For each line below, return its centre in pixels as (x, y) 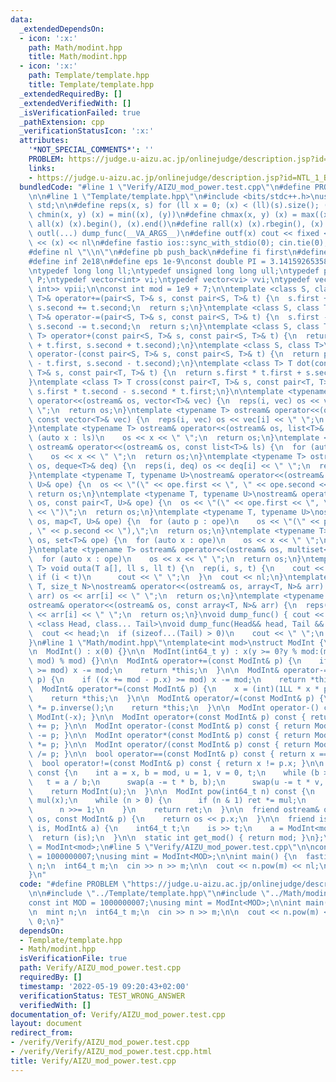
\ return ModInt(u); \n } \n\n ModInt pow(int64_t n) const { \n (171, 791)
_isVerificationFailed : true (80, 112)
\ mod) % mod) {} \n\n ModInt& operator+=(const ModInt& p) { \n (165, 661)
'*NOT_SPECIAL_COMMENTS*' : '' (91, 150)
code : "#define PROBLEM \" (75, 884)
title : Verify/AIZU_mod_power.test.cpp (93, 1061)
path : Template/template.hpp (89, 76)
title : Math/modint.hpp (78, 57)
